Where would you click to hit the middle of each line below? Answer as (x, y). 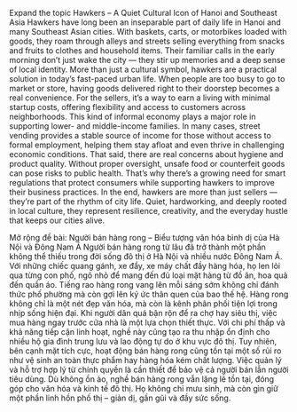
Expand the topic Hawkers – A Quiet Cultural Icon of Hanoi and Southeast (143, 13)
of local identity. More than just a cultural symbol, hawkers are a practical (143, 69)
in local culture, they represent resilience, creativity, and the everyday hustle (148, 211)
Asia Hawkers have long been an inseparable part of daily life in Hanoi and (145, 22)
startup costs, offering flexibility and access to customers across (128, 107)
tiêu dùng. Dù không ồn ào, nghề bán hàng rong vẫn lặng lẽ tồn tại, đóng (142, 379)
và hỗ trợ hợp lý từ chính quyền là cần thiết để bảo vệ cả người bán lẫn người (149, 369)
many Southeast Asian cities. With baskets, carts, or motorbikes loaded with (148, 32)
